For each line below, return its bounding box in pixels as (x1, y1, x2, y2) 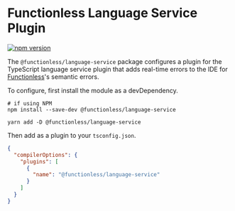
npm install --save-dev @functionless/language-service (7, 106, 176, 113)
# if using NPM (7, 99, 53, 107)
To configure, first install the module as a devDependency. (7, 86, 179, 94)
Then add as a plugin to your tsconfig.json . (7, 131, 136, 139)
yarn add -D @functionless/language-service (7, 119, 141, 126)
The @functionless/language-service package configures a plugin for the (7, 57, 222, 65)
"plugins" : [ (20, 158, 59, 165)
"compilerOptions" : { (13, 151, 78, 158)
